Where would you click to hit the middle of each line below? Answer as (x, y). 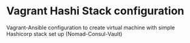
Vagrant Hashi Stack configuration (95, 11)
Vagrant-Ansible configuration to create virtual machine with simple (90, 27)
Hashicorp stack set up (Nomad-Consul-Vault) (64, 33)
